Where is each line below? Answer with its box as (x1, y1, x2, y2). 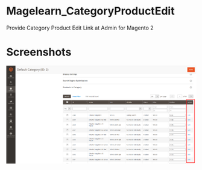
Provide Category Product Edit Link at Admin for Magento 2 (6, 24, 154, 31)
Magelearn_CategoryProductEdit (6, 4, 175, 18)
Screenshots (6, 45, 72, 59)
